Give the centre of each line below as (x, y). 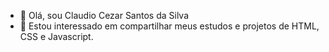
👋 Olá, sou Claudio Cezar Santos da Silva (104, 15)
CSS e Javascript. (56, 36)
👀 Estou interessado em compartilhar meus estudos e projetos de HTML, (169, 26)
